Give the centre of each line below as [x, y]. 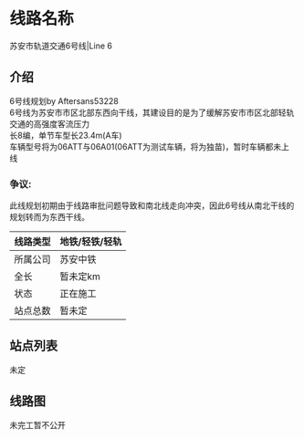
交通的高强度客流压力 [49, 123]
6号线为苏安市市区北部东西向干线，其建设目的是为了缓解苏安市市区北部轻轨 [152, 112]
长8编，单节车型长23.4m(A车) [66, 135]
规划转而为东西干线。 [49, 217]
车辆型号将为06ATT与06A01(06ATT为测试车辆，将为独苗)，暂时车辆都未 [146, 146]
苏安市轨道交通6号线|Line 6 [61, 46]
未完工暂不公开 [37, 424]
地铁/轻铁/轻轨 [91, 242]
